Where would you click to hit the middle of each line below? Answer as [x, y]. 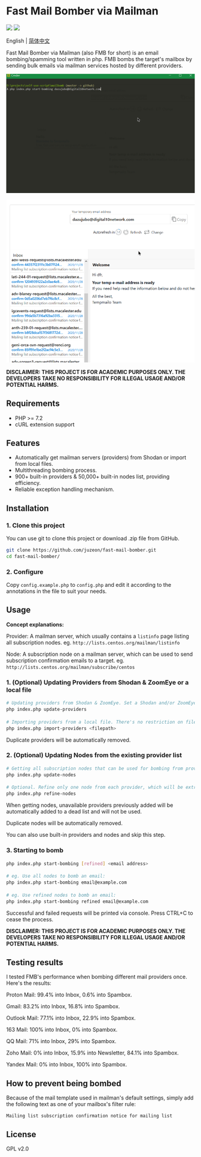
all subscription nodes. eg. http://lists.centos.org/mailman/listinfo [93, 642]
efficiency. [28, 483]
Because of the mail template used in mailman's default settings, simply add [100, 1098]
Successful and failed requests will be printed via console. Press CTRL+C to [100, 913]
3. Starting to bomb [35, 851]
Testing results [35, 962]
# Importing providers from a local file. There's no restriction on [95, 722]
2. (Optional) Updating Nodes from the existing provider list [94, 755]
